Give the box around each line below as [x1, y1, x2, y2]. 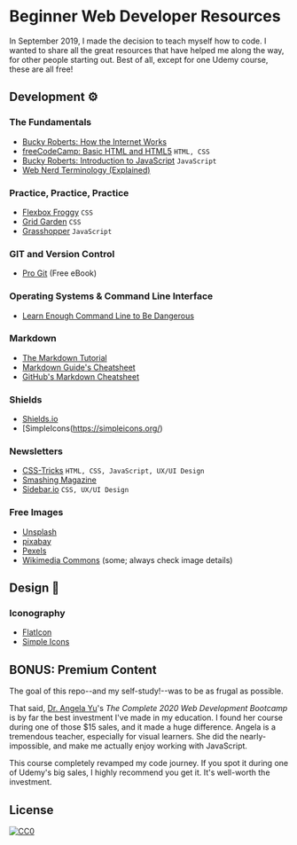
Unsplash [21, 526, 58, 537]
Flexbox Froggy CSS [21, 207, 93, 217]
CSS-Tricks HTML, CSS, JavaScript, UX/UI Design [21, 466, 206, 476]
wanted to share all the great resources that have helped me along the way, [9, 44, 285, 55]
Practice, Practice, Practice [9, 186, 129, 199]
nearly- [239, 732, 267, 742]
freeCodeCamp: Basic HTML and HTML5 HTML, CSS [21, 145, 210, 156]
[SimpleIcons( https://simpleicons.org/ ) [21, 423, 163, 434]
